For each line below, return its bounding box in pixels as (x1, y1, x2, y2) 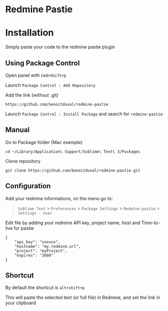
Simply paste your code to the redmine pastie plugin (5, 44, 115, 50)
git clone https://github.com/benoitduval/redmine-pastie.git (5, 168, 140, 173)
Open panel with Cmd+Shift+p (5, 72, 66, 78)
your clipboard (5, 300, 36, 306)
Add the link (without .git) (5, 92, 59, 98)
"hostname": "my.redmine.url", (14, 244, 81, 249)
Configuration (5, 182, 51, 190)
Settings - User (17, 210, 53, 216)
